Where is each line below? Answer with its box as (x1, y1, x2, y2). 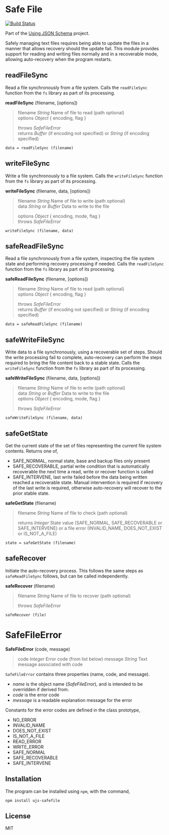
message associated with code (17, 661, 83, 667)
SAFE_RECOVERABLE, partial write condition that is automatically (12, 463, 150, 469)
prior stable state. (12, 490, 50, 496)
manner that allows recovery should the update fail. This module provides (5, 45, 159, 51)
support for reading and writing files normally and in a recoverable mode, (5, 51, 158, 57)
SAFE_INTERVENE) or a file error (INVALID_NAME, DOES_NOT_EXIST (17, 525, 162, 531)
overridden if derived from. (12, 686, 70, 692)
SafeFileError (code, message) (5, 646, 70, 652)
